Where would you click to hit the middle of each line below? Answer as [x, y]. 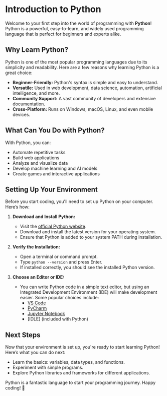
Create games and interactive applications [56, 174]
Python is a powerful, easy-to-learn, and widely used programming [74, 28]
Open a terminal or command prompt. [59, 257]
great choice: [19, 73]
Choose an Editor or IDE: [38, 277]
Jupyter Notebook [46, 314]
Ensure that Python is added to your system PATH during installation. [91, 237]
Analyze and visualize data [40, 163]
